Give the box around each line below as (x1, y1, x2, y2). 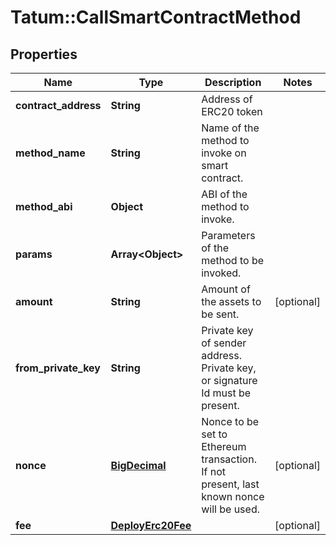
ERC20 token (201, 105, 263, 118)
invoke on (201, 146, 247, 160)
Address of (201, 92, 253, 106)
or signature (201, 374, 258, 387)
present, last (201, 477, 260, 491)
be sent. (201, 307, 240, 321)
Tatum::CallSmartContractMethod (10, 6, 302, 29)
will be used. (201, 502, 260, 516)
